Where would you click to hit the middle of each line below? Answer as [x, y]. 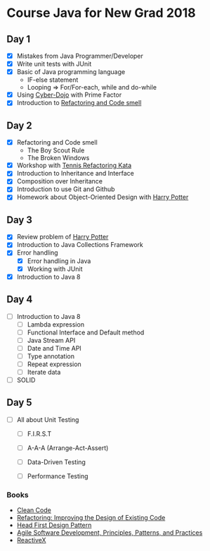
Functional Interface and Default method [86, 332]
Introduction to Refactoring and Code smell [79, 103]
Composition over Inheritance [60, 181]
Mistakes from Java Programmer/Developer [80, 56]
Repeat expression [54, 364]
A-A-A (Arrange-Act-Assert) [68, 448]
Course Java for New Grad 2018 [101, 13]
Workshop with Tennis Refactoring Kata [74, 165]
